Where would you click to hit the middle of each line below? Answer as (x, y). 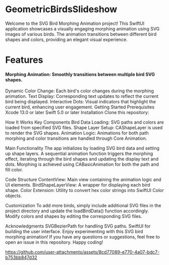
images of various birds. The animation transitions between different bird (81, 34)
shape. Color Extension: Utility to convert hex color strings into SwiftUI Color (84, 191)
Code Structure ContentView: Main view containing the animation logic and (83, 180)
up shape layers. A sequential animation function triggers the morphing (79, 154)
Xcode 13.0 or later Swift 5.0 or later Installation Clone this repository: (77, 112)
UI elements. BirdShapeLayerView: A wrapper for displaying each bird (78, 185)
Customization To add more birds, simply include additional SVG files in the (83, 206)
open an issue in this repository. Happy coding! (54, 242)
